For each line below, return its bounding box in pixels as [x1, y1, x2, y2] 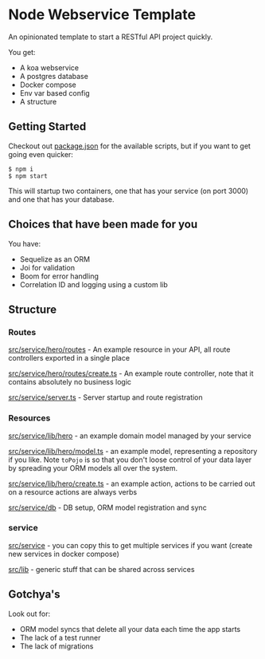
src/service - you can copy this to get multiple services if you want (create [8, 540, 253, 550]
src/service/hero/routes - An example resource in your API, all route [8, 345, 231, 354]
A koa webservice [19, 62, 80, 73]
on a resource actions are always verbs [8, 487, 138, 496]
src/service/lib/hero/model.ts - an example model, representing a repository [8, 446, 258, 456]
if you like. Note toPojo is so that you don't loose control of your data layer [8, 455, 252, 464]
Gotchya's [8, 588, 61, 602]
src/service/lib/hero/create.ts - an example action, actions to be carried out [8, 479, 255, 488]
